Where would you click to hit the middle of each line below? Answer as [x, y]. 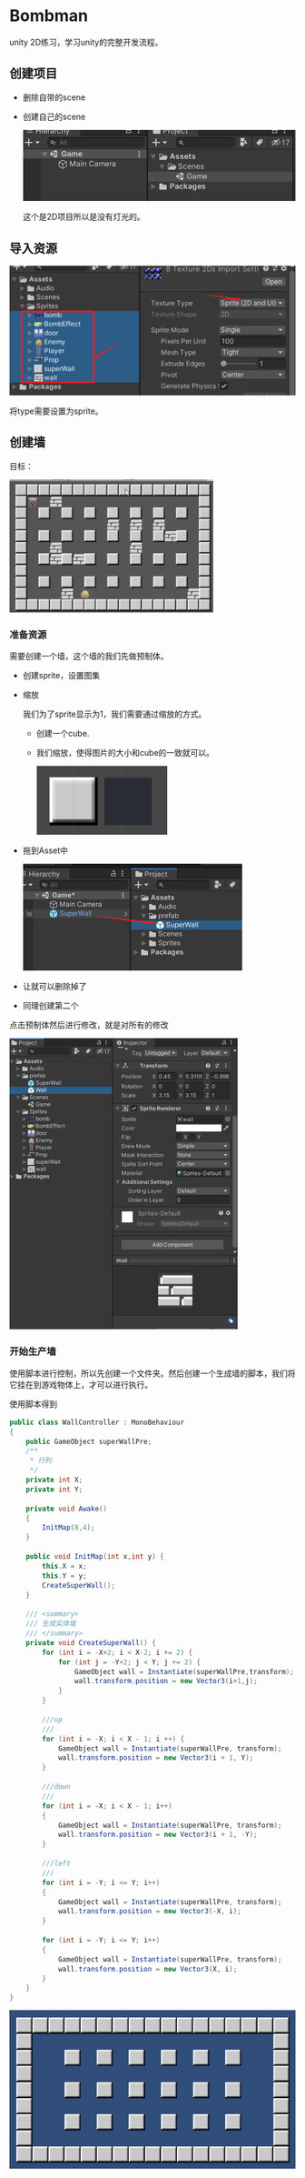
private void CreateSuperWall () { [91, 1642]
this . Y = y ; [65, 1576]
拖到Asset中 [45, 850]
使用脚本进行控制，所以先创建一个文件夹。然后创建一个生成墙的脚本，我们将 [152, 1373]
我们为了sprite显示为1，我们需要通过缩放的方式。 [114, 714]
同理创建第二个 [50, 1006]
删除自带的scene [54, 97]
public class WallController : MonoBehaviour [97, 1422]
